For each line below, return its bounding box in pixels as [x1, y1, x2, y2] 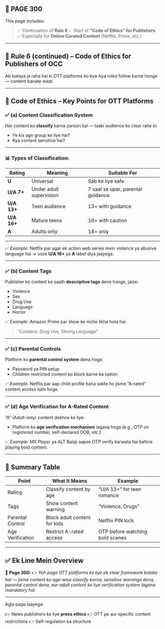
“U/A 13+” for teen [98, 486, 141, 493]
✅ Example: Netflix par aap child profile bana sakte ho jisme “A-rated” [5, 381, 146, 387]
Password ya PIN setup [12, 366, 60, 372]
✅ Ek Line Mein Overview [5, 556, 83, 565]
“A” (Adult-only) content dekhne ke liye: [5, 414, 85, 420]
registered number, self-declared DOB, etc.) [12, 429, 102, 435]
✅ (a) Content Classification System [5, 112, 93, 118]
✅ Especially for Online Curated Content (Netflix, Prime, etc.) [17, 33, 142, 39]
